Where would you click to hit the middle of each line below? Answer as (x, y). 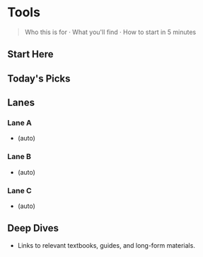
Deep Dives (33, 228)
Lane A (19, 123)
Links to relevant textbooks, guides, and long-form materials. (106, 245)
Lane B (19, 157)
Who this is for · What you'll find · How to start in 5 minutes (110, 32)
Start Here (31, 54)
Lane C (19, 190)
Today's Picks (39, 78)
